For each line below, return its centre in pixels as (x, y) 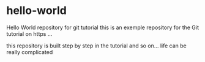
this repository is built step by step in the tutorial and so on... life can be (96, 46)
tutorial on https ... (29, 33)
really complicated (30, 52)
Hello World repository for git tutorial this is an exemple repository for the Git (103, 27)
